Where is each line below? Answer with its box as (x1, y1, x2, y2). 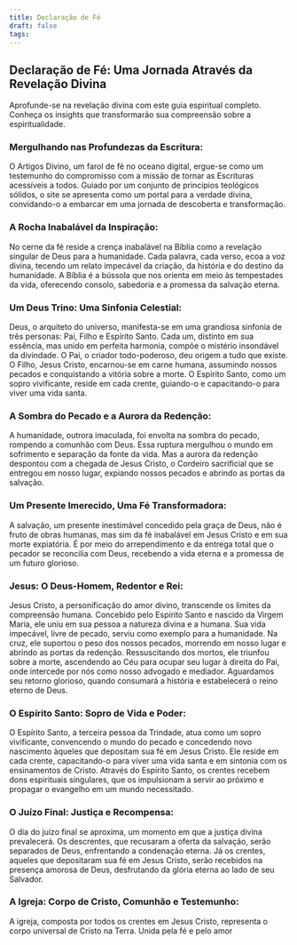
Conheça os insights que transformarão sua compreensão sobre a (9, 109, 251, 120)
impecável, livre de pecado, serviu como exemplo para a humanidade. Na (9, 628, 278, 638)
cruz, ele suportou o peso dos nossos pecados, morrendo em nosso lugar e (9, 637, 286, 648)
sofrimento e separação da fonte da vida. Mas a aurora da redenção (9, 449, 259, 460)
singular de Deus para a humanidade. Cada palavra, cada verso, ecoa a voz (9, 251, 285, 261)
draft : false (9, 21, 58, 30)
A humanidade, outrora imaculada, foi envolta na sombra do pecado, (9, 430, 260, 441)
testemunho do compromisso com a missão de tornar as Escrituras (9, 171, 254, 181)
